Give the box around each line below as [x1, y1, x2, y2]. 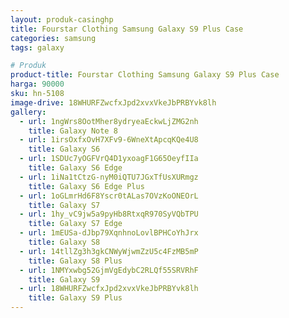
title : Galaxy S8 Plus [28, 256, 123, 266]
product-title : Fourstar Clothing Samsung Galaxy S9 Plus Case [10, 70, 280, 80]
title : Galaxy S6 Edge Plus [28, 181, 145, 191]
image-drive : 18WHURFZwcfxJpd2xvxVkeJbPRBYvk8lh [10, 97, 217, 108]
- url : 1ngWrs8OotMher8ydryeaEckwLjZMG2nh [19, 116, 199, 126]
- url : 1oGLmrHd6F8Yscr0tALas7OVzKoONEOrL [19, 191, 199, 201]
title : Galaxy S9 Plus [28, 293, 123, 303]
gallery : [10, 107, 47, 117]
